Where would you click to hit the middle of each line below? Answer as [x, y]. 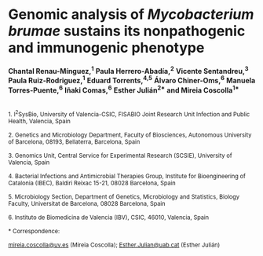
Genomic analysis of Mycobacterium [131, 15]
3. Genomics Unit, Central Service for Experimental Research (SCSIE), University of [121, 155]
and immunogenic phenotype [106, 48]
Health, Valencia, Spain [39, 121]
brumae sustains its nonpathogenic [127, 31]
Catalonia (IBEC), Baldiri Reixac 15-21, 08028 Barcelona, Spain [92, 183]
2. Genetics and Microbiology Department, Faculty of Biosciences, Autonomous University [130, 135]
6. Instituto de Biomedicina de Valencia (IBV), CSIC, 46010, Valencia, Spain [109, 218]
